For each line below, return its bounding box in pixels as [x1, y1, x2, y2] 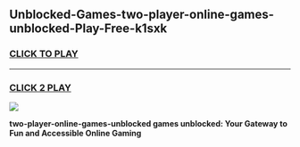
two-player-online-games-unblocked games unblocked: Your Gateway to [9, 118, 288, 128]
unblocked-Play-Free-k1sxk [9, 21, 168, 37]
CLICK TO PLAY [9, 48, 79, 61]
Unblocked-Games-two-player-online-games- [9, 7, 275, 22]
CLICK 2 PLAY [9, 81, 71, 94]
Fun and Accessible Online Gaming [9, 127, 142, 138]
